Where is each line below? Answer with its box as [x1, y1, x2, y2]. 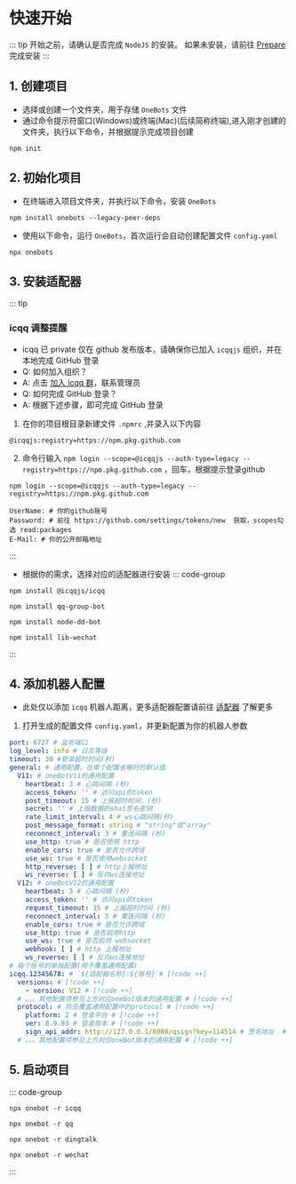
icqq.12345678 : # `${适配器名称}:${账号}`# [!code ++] [9, 969, 207, 978]
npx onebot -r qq [9, 1119, 74, 1128]
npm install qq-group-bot [9, 601, 105, 611]
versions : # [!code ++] [17, 978, 105, 987]
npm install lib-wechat [9, 632, 98, 642]
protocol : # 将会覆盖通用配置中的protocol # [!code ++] [17, 1003, 215, 1012]
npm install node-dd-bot [9, 617, 101, 626]
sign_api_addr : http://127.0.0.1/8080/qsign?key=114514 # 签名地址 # [25, 1028, 287, 1037]
